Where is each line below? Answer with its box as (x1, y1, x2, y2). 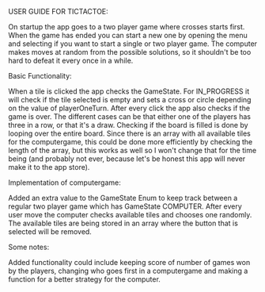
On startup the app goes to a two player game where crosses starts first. (8, 22, 245, 31)
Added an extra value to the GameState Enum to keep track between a (8, 194, 238, 202)
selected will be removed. (8, 227, 93, 236)
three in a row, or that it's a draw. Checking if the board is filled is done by (8, 121, 248, 129)
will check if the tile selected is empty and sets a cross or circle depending (8, 95, 252, 104)
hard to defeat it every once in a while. (8, 56, 134, 65)
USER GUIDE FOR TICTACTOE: (8, 7, 108, 16)
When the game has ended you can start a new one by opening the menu (8, 31, 248, 40)
